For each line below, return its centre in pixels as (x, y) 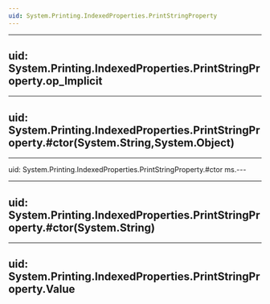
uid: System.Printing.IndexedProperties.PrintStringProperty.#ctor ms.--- (127, 170)
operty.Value (42, 289)
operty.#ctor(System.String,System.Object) (121, 143)
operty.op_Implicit (55, 81)
